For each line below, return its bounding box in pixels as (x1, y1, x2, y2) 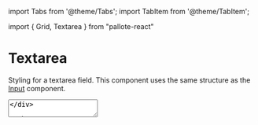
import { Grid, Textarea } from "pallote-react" (8, 22, 155, 31)
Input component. (8, 83, 66, 93)
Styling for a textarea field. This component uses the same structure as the (8, 75, 251, 85)
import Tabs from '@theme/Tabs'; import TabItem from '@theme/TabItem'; (8, 7, 250, 16)
